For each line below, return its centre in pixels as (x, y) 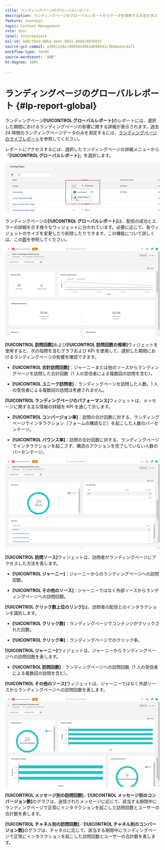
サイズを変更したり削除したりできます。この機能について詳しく (91, 233)
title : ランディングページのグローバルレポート (47, 10)
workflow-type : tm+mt (27, 52)
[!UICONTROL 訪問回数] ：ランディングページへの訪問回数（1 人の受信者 (85, 667)
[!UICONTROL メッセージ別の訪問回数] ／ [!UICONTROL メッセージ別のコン (81, 795)
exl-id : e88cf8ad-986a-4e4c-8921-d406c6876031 (54, 42)
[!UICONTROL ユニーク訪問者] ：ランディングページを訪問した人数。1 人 (85, 384)
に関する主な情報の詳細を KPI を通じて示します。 (63, 406)
